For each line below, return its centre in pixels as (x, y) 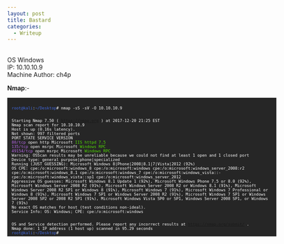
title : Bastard (29, 20)
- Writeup (27, 33)
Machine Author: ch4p (39, 75)
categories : (24, 26)
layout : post (26, 14)
